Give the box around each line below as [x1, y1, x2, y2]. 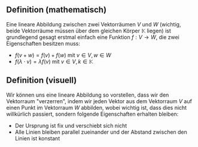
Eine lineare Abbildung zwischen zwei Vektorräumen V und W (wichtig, [6, 20, 181, 28]
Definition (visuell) [6, 75, 77, 86]
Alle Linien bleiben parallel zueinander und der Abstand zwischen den [14, 128, 187, 136]
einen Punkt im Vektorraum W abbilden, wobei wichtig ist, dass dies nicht [6, 104, 187, 111]
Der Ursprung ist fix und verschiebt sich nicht [14, 122, 127, 129]
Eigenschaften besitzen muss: [6, 40, 81, 47]
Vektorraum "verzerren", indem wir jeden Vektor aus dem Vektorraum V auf [6, 97, 193, 104]
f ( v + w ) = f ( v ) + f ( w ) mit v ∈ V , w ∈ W [14, 51, 112, 59]
